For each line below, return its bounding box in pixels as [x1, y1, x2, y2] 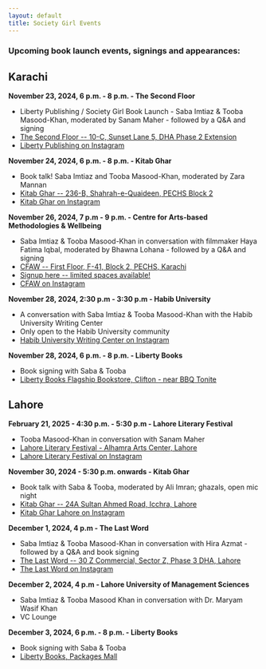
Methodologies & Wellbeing [8, 221, 102, 231]
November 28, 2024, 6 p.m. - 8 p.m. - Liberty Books [8, 350, 183, 360]
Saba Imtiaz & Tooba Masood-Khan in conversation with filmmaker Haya [19, 236, 257, 246]
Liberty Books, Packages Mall [19, 651, 118, 661]
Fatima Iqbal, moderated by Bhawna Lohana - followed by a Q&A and [19, 245, 247, 255]
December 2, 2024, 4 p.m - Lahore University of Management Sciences [8, 580, 249, 589]
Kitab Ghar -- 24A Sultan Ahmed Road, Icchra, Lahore [19, 500, 198, 509]
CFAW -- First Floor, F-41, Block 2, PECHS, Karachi [19, 262, 187, 271]
